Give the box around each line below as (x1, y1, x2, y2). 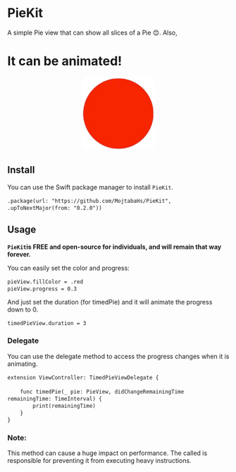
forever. (7, 249, 32, 259)
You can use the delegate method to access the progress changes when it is (7, 352, 230, 360)
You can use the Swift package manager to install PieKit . (7, 182, 174, 191)
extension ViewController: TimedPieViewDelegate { (7, 374, 159, 381)
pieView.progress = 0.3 (7, 285, 77, 293)
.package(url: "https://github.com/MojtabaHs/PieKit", (7, 197, 172, 204)
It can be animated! (7, 53, 123, 69)
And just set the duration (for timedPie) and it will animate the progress (7, 297, 213, 306)
